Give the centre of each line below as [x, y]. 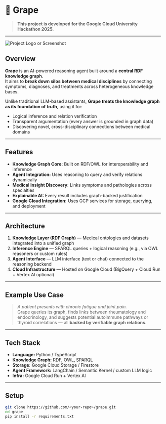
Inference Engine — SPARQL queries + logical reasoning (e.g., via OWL [85, 249]
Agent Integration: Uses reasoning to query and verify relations [77, 174]
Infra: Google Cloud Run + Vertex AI [49, 376]
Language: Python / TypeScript [44, 355]
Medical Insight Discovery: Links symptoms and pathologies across [82, 185]
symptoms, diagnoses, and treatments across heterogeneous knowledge [80, 86]
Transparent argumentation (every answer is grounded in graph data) [83, 121]
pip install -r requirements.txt [40, 416]
